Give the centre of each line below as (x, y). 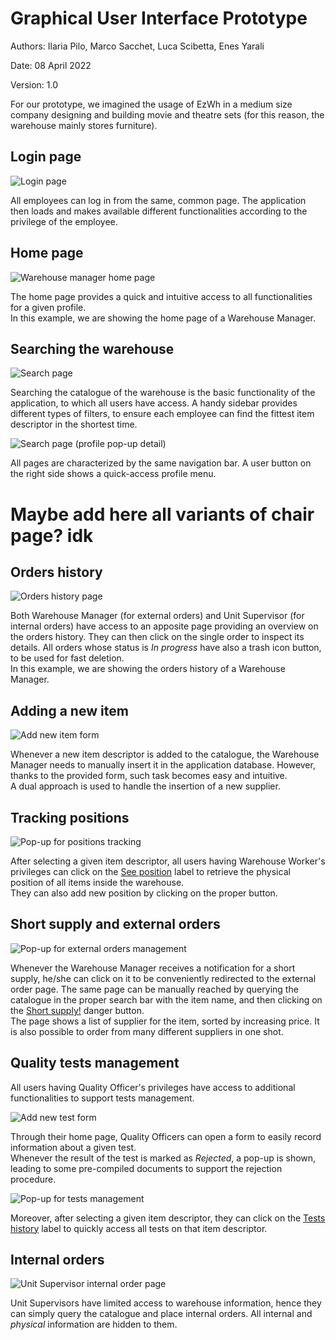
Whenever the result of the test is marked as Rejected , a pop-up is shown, (163, 1158)
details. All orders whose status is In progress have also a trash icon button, (166, 648)
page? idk (52, 535)
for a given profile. (48, 307)
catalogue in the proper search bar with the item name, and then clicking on (166, 999)
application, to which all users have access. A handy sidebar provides (154, 403)
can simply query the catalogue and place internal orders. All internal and (161, 1314)
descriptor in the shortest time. (74, 424)
